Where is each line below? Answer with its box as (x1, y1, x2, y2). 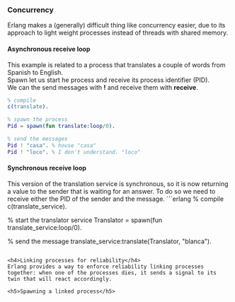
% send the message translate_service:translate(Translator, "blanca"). (7, 237, 212, 245)
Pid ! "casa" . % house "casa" (7, 141, 97, 149)
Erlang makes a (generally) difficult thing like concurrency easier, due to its (7, 21, 226, 30)
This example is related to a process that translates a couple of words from (7, 60, 226, 69)
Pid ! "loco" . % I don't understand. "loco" (7, 149, 141, 156)
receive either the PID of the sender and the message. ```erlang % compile (7, 194, 224, 203)
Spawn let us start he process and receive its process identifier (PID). (7, 76, 210, 84)
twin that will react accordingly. (7, 275, 113, 282)
